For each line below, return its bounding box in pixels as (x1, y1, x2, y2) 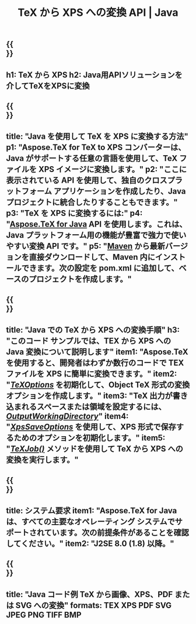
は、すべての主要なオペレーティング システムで (6, 516, 175, 526)
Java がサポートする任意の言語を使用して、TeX (6, 153, 178, 163)
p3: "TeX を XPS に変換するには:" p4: (6, 208, 143, 218)
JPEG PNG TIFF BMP (6, 610, 82, 620)
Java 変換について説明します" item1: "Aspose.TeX (6, 347, 188, 357)
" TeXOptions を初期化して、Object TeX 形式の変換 (6, 380, 190, 390)
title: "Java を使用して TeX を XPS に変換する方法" (6, 132, 188, 142)
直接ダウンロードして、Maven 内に (29, 252, 156, 262)
